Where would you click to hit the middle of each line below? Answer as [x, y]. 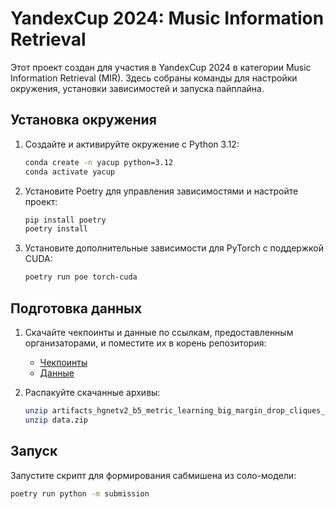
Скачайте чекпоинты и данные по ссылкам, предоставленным [159, 332]
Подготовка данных [76, 308]
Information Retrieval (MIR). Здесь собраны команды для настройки [154, 78]
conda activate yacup [69, 172]
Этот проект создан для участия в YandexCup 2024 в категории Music [161, 67]
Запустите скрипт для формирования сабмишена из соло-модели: [153, 475]
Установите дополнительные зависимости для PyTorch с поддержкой [174, 248]
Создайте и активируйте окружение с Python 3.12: [132, 144]
